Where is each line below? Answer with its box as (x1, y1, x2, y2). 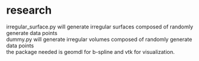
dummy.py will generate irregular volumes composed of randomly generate (6, 36, 192, 43)
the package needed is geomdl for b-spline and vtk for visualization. (6, 48, 175, 55)
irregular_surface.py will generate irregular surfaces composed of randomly (6, 23, 194, 30)
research (6, 4, 52, 17)
